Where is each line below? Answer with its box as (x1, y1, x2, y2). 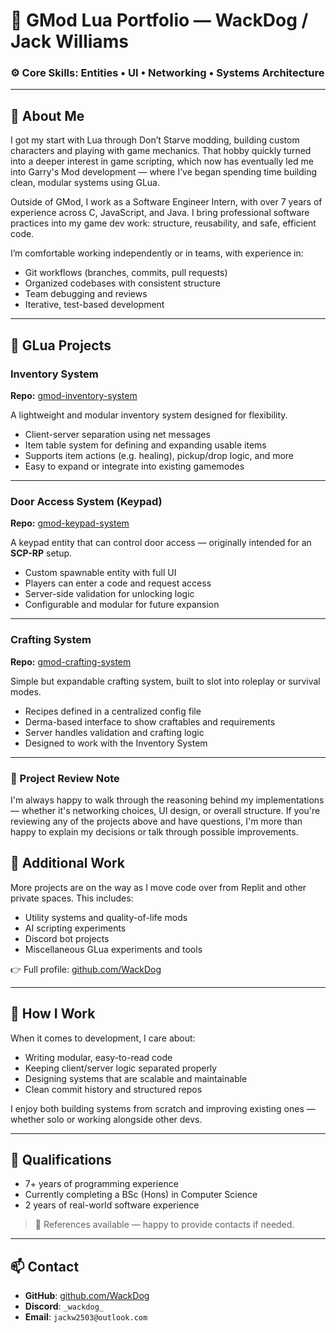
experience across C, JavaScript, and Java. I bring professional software (10, 207, 310, 219)
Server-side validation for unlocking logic (24, 588, 195, 600)
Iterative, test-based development (24, 299, 165, 311)
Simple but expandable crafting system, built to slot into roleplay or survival (10, 675, 321, 687)
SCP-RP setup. (10, 547, 73, 559)
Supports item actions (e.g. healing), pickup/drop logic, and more (24, 449, 295, 461)
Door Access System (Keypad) (10, 494, 163, 508)
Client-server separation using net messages (24, 428, 211, 440)
